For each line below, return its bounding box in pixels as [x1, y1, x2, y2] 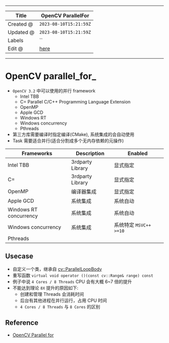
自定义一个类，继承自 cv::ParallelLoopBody [12, 266, 102, 272]
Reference [5, 318, 39, 327]
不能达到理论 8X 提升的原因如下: [12, 285, 79, 291]
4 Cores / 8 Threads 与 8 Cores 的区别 [20, 303, 101, 309]
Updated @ [8, 29, 35, 36]
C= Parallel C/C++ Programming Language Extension [20, 98, 131, 104]
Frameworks [22, 150, 53, 157]
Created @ [8, 21, 33, 28]
